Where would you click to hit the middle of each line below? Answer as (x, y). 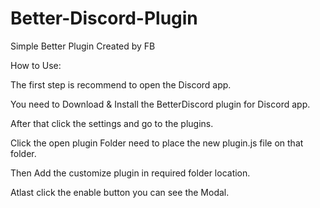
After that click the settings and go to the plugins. (112, 123)
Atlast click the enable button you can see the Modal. (120, 192)
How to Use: (36, 65)
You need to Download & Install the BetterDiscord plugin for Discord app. (160, 104)
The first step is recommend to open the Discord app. (121, 84)
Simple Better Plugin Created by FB (83, 46)
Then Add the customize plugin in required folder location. (130, 173)
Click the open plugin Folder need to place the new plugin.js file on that (157, 143)
